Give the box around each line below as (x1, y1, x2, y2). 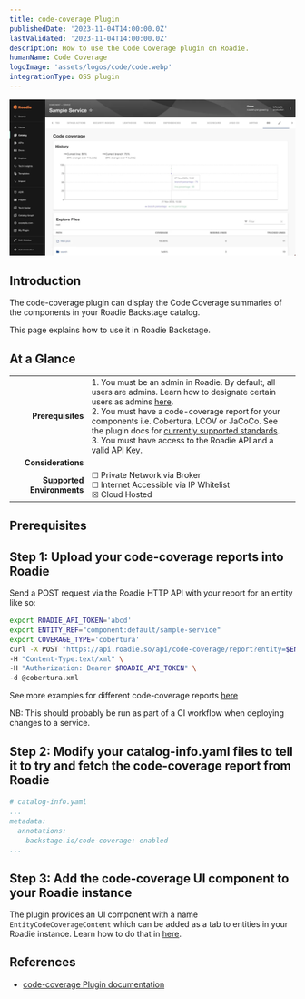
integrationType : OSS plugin (9, 73, 120, 82)
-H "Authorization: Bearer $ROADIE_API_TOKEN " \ (9, 664, 197, 673)
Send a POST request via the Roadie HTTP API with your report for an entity (9, 587, 293, 598)
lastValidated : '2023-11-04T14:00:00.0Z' (9, 34, 169, 43)
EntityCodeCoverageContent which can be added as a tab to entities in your (9, 919, 289, 930)
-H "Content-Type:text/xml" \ (9, 654, 124, 664)
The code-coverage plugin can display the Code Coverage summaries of (9, 297, 283, 309)
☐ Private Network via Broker (91, 470, 202, 481)
